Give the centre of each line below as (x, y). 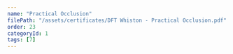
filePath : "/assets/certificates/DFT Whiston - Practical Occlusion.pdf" (117, 20)
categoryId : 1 (28, 33)
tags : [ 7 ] (22, 40)
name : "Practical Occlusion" (50, 14)
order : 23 (22, 27)
